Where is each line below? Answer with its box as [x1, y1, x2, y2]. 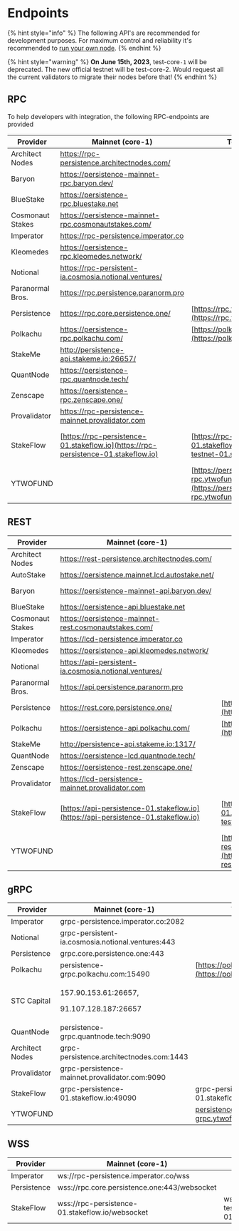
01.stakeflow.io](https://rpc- [60, 440, 158, 450]
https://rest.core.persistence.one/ [60, 702, 173, 712]
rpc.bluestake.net [60, 198, 119, 208]
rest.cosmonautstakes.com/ [60, 622, 154, 632]
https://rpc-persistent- [60, 262, 139, 272]
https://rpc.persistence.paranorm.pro [60, 287, 185, 297]
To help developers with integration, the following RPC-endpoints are [7, 112, 210, 120]
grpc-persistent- [60, 928, 119, 938]
